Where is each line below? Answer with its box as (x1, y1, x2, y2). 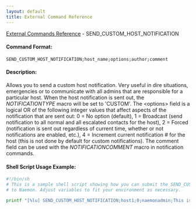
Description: (6, 68, 37, 76)
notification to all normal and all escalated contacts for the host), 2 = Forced (6, 119, 188, 126)
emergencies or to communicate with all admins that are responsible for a (6, 88, 183, 95)
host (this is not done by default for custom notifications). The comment (6, 137, 179, 144)
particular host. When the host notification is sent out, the (6, 94, 145, 101)
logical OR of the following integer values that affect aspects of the (6, 106, 167, 113)
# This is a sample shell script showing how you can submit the (6, 182, 168, 187)
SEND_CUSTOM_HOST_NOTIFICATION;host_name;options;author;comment (6, 56, 168, 62)
